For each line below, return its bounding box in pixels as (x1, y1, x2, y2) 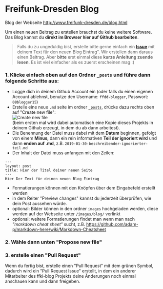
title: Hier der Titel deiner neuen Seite (5, 168, 93, 173)
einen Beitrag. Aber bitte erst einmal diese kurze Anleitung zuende (17, 54, 153, 60)
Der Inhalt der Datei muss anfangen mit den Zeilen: (12, 150, 115, 156)
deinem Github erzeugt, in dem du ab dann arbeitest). (12, 125, 121, 131)
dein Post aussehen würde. (12, 201, 67, 206)
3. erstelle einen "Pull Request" (5, 252, 81, 259)
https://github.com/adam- (86, 221, 139, 227)
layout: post (5, 164, 32, 169)
